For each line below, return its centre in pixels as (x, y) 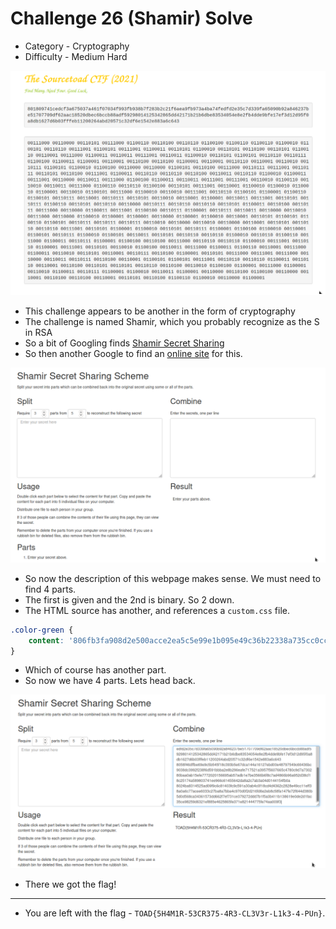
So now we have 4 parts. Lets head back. (110, 681)
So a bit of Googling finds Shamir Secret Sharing (124, 343)
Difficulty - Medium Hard (76, 56)
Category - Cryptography (77, 46)
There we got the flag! (70, 884)
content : (46, 640)
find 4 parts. (50, 589)
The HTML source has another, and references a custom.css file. (157, 610)
